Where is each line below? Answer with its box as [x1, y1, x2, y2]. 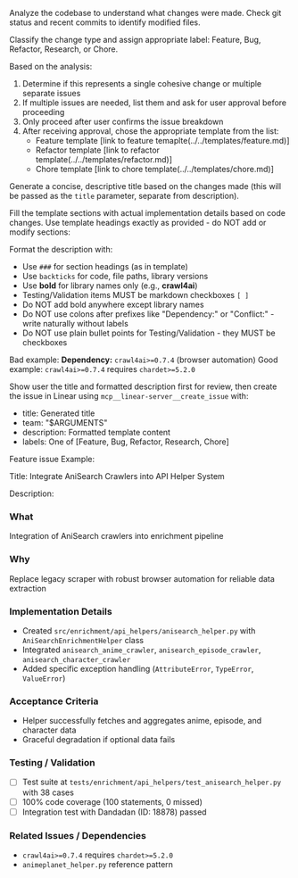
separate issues [21, 88, 81, 98]
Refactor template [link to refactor [35, 145, 161, 155]
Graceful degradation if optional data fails [21, 734, 176, 745]
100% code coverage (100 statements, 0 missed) [21, 796, 203, 807]
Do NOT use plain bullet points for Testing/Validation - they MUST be [21, 327, 276, 338]
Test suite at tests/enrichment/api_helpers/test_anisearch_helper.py [21, 776, 282, 788]
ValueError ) [21, 673, 66, 683]
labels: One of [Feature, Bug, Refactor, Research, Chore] [21, 436, 229, 447]
